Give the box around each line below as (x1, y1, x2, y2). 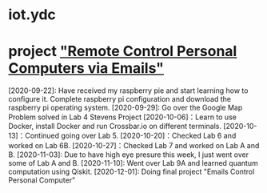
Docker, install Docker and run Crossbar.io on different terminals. (8, 122, 222, 131)
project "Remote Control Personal (8, 42, 237, 61)
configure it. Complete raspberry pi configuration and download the (8, 94, 232, 104)
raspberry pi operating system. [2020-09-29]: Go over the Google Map (8, 103, 243, 113)
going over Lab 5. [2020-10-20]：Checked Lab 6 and (61, 131, 237, 141)
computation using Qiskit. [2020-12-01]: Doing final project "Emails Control (8, 167, 255, 177)
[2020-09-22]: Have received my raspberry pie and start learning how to (8, 86, 249, 95)
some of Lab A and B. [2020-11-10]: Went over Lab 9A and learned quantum (8, 159, 258, 168)
